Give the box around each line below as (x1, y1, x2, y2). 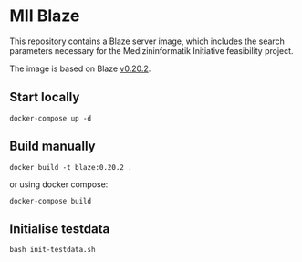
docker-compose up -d (9, 113, 92, 123)
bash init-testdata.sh (9, 246, 96, 255)
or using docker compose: (9, 179, 109, 190)
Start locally (9, 89, 80, 105)
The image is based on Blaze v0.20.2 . (9, 63, 151, 74)
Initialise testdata (9, 221, 110, 236)
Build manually (9, 139, 96, 154)
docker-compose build (9, 196, 92, 205)
